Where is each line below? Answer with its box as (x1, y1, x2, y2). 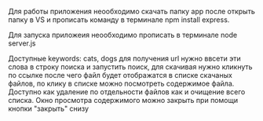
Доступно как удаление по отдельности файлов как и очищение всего (8, 87, 246, 97)
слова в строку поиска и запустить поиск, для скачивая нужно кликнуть (8, 62, 253, 71)
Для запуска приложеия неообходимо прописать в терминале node (8, 31, 238, 39)
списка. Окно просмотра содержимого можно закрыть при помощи (8, 96, 238, 104)
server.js (8, 38, 37, 48)
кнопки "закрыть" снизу (8, 104, 89, 113)
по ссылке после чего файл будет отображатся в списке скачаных (8, 71, 233, 79)
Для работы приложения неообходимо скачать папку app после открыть (8, 7, 255, 16)
